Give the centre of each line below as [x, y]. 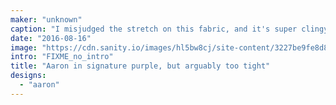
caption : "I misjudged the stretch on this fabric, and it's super [154, 29]
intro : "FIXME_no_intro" [62, 57]
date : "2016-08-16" [51, 38]
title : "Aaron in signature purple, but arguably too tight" [140, 66]
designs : [28, 76]
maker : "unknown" [46, 19]
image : [24, 47]
